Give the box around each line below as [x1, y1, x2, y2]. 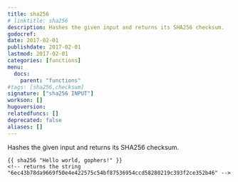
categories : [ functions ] [7, 57, 81, 64]
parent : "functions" [20, 76, 81, 84]
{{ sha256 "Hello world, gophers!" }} [7, 156, 123, 164]
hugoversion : [7, 103, 46, 111]
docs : [14, 70, 31, 77]
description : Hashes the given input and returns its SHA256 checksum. [7, 24, 224, 31]
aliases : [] [7, 123, 43, 131]
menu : [7, 64, 24, 71]
